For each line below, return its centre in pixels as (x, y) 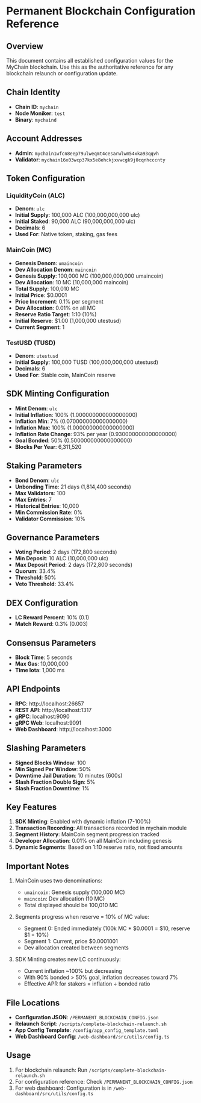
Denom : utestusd (36, 355)
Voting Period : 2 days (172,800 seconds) (66, 552)
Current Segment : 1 (40, 327)
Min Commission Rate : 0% (49, 512)
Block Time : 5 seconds (44, 657)
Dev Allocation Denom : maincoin (56, 269)
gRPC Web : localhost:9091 (48, 723)
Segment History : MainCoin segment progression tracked (87, 834)
